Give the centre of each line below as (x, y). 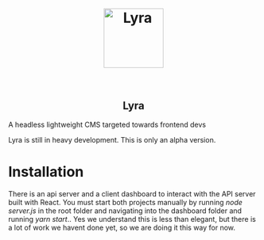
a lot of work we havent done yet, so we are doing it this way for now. (122, 227)
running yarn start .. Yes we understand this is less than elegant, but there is (132, 219)
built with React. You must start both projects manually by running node (125, 202)
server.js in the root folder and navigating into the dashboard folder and (125, 211)
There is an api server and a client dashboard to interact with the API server (132, 193)
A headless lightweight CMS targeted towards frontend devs (107, 124)
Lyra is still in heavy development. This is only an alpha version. (112, 140)
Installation (46, 172)
